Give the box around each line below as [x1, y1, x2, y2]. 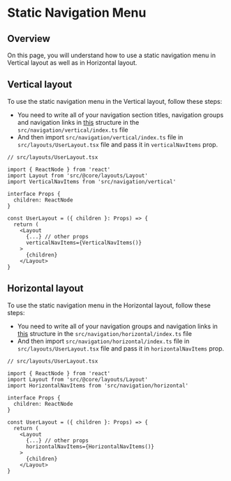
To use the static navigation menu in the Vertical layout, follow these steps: [7, 97, 223, 105]
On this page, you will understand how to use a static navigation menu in [7, 51, 216, 59]
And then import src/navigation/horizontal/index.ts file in [17, 337, 190, 345]
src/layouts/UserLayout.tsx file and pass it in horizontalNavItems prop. [17, 344, 225, 353]
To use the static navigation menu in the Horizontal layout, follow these [7, 301, 211, 310]
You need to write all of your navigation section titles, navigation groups [17, 110, 224, 119]
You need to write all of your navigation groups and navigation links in [17, 322, 218, 330]
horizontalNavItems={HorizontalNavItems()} [25, 443, 155, 450]
